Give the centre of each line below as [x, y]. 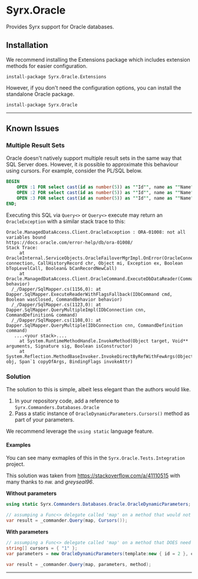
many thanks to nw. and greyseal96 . [50, 482]
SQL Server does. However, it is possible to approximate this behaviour [92, 165]
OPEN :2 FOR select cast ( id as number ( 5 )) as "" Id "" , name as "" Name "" [106, 193]
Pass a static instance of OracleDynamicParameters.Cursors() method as [102, 414]
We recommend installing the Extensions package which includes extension [98, 59]
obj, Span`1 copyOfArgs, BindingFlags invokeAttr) [70, 362]
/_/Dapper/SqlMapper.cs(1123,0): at [56, 305]
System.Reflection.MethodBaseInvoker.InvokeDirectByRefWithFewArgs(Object [100, 356]
